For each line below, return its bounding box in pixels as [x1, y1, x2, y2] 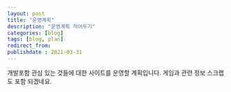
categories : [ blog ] [7, 29, 64, 37]
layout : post [7, 10, 45, 17]
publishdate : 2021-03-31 [7, 49, 82, 56]
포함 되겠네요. [14, 77, 52, 85]
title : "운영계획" [7, 17, 55, 24]
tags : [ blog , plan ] [7, 36, 64, 43]
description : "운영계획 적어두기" [7, 23, 96, 30]
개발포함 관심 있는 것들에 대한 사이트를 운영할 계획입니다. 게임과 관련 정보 [7, 68, 206, 77]
